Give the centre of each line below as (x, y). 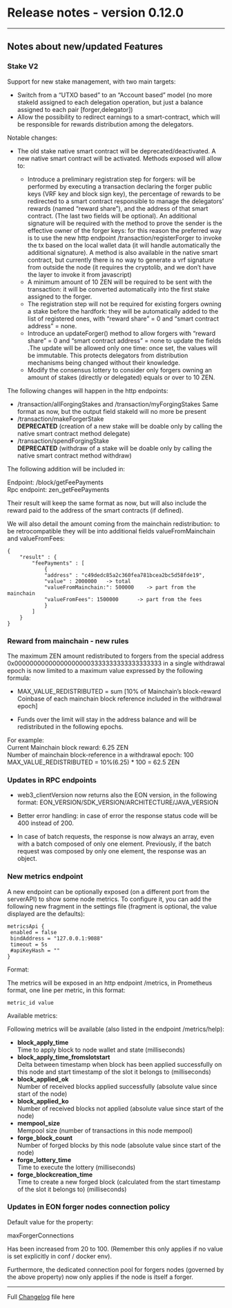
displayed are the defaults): (46, 913)
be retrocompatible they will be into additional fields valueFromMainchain (111, 531)
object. (27, 859)
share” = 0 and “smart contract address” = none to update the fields (124, 341)
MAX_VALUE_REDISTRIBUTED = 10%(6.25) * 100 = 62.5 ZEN (94, 762)
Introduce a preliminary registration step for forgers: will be (111, 179)
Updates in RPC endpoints (52, 780)
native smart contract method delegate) (74, 433)
